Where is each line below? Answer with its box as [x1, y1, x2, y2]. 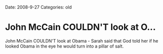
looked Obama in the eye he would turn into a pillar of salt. [5, 43, 124, 49]
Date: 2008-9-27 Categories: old [5, 4, 72, 10]
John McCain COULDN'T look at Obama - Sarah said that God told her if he [5, 38, 159, 44]
